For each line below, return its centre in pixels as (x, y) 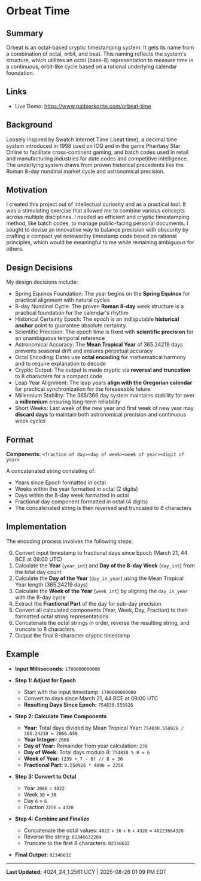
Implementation (36, 527)
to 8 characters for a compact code (59, 376)
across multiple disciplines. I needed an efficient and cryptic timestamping (98, 217)
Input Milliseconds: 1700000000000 (57, 669)
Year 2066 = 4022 (44, 788)
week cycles (30, 421)
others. (15, 249)
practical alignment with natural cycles (62, 300)
